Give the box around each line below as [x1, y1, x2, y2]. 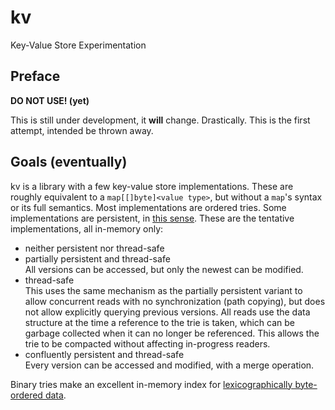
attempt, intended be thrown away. [10, 124, 154, 136]
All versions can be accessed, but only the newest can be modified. [24, 263, 304, 275]
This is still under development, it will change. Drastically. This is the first [10, 114, 311, 126]
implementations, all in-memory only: [10, 222, 164, 235]
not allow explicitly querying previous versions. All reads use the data [24, 306, 311, 318]
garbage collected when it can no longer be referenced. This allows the [24, 327, 320, 339]
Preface [10, 68, 61, 85]
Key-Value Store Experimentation [10, 39, 147, 51]
